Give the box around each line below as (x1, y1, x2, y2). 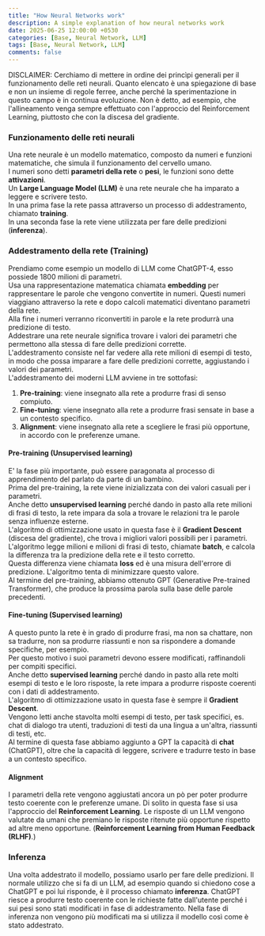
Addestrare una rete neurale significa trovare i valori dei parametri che (8, 330, 237, 341)
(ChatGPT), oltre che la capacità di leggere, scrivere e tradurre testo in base (8, 746, 256, 755)
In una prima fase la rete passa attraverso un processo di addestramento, (8, 200, 248, 210)
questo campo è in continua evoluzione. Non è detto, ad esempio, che (8, 96, 237, 105)
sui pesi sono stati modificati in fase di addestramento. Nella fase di (8, 904, 229, 913)
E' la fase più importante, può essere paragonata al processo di (8, 466, 215, 475)
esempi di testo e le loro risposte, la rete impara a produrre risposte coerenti (8, 679, 257, 687)
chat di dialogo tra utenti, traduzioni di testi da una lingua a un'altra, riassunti (8, 721, 258, 729)
